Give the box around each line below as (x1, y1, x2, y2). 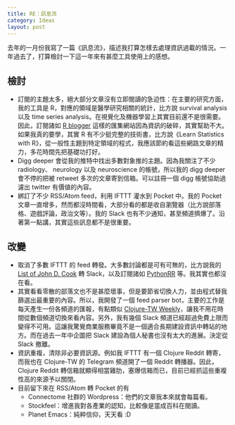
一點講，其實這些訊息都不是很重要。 (30, 218, 135, 227)
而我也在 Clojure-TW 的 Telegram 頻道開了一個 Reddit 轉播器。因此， (17, 357, 218, 366)
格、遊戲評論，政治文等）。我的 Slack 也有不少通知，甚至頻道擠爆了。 (17, 209, 220, 218)
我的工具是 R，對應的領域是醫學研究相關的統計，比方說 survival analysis (17, 103, 227, 113)
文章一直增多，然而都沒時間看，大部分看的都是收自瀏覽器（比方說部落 (17, 201, 222, 209)
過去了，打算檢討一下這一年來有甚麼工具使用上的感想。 (13, 52, 174, 61)
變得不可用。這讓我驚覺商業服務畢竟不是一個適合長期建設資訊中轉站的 (17, 322, 222, 331)
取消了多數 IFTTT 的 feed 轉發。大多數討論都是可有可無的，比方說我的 (17, 261, 222, 269)
